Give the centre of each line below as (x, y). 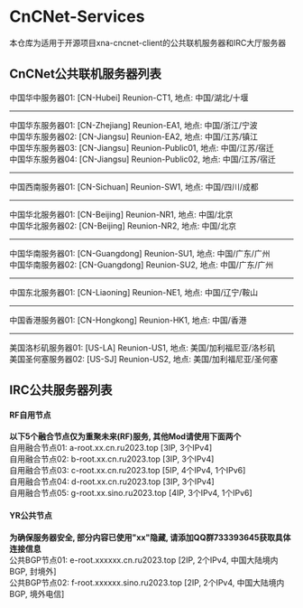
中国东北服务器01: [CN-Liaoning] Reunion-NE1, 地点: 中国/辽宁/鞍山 (134, 292)
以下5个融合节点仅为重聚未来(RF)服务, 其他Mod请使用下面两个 (125, 436)
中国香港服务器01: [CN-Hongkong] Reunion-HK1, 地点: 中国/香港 (128, 320)
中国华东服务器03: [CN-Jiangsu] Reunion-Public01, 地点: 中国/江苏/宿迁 (142, 147)
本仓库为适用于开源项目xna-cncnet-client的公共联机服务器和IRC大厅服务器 (148, 42)
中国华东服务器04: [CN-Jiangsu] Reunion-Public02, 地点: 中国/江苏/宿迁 (143, 159)
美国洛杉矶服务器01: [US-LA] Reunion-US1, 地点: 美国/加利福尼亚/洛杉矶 (142, 347)
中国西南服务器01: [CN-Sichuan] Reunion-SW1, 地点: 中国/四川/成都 (134, 186)
